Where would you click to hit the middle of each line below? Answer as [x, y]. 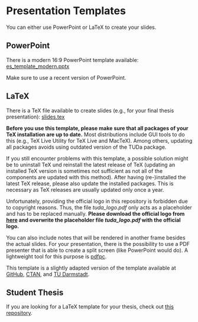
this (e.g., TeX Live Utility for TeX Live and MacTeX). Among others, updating [99, 140]
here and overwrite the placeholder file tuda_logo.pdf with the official [94, 220]
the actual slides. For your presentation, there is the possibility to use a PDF [98, 244]
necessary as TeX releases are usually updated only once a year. [85, 189]
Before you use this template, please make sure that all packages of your [97, 128]
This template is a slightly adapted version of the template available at [91, 268]
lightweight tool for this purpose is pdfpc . [56, 256]
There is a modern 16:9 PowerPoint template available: [72, 60]
